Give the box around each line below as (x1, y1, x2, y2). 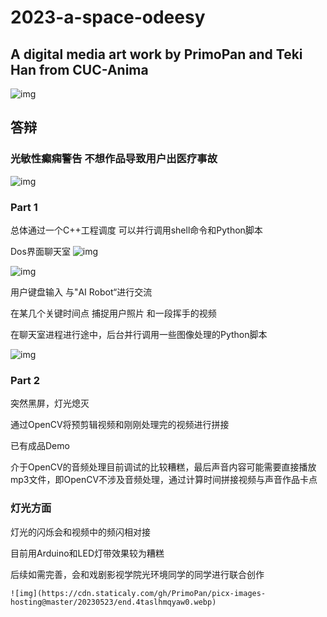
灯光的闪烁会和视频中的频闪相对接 (10, 526, 151, 538)
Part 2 (10, 373, 41, 387)
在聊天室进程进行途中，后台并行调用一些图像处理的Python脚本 (10, 328, 268, 340)
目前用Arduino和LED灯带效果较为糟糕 (10, 547, 165, 559)
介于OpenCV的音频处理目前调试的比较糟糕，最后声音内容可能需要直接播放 (10, 461, 317, 473)
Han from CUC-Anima (10, 61, 149, 78)
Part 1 (10, 200, 38, 214)
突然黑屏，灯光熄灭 (10, 397, 90, 410)
